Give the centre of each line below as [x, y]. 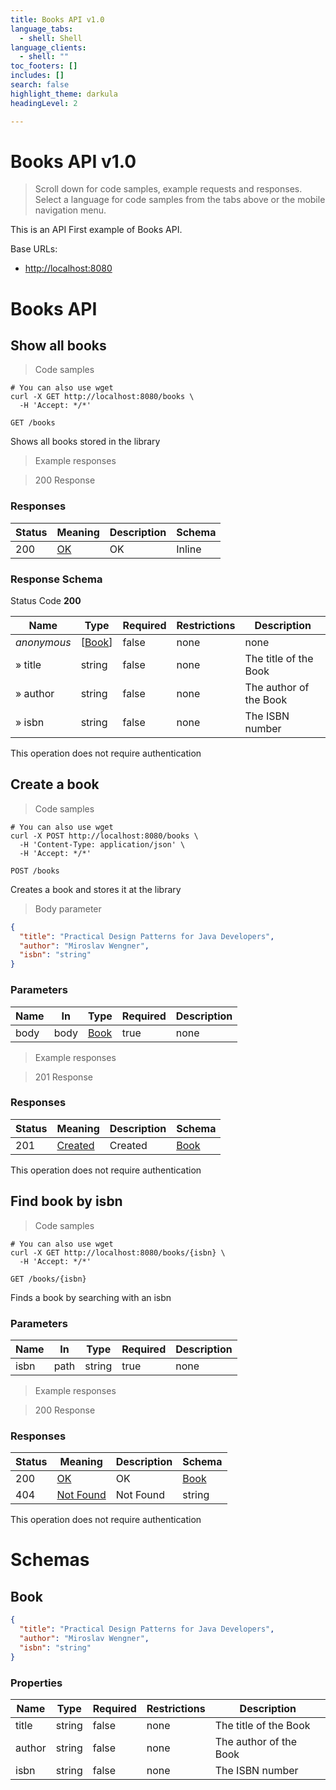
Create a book [55, 784]
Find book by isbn [66, 1201]
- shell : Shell [51, 38]
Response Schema [56, 579]
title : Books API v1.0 [57, 19]
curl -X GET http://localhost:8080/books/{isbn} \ [118, 1252]
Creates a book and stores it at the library [96, 889]
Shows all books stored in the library [85, 442]
